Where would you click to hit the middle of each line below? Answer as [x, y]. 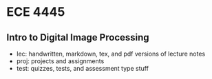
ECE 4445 [36, 12]
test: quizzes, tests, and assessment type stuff [83, 68]
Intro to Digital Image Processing [78, 37]
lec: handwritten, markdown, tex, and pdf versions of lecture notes [111, 54]
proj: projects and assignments [60, 61]
